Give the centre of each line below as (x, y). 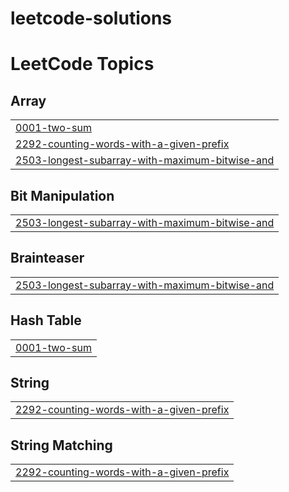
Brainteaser (47, 258)
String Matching (61, 445)
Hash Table (46, 320)
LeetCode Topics (82, 64)
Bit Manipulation (62, 195)
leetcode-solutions (91, 18)
